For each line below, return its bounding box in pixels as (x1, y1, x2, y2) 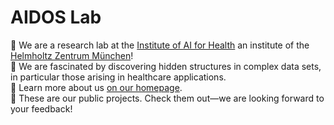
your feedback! (10, 102, 73, 115)
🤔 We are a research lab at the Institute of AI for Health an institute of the (10, 39, 310, 51)
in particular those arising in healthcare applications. (10, 71, 227, 83)
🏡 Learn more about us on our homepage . (10, 81, 183, 93)
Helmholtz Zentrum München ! (10, 49, 134, 61)
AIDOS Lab (10, 6, 102, 29)
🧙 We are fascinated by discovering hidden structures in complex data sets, (10, 60, 322, 72)
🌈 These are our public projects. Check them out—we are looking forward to (10, 92, 325, 104)
